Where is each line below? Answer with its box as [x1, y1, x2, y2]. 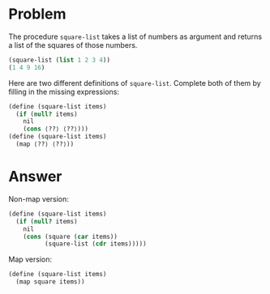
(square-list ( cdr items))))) [44, 240, 148, 248]
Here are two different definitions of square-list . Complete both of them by [8, 78, 261, 87]
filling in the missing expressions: [8, 87, 120, 96]
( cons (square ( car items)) [23, 232, 118, 241]
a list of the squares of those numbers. [8, 40, 138, 49]
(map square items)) [15, 278, 85, 286]
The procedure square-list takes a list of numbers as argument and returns [8, 32, 262, 41]
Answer [8, 168, 62, 186]
